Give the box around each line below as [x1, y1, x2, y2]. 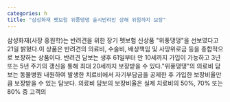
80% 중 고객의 [7, 87, 47, 96]
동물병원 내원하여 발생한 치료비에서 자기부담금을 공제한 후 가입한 [19, 70, 192, 79]
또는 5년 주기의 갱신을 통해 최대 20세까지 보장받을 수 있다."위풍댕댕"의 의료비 [7, 62, 214, 70]
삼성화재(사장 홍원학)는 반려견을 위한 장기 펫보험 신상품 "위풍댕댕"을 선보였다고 [7, 36, 219, 44]
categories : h [7, 10, 48, 17]
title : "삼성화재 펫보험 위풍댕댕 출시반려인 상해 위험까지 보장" [7, 16, 166, 23]
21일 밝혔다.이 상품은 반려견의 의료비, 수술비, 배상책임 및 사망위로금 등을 [7, 44, 200, 53]
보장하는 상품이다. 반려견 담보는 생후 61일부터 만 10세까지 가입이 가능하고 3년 [14, 53, 221, 62]
